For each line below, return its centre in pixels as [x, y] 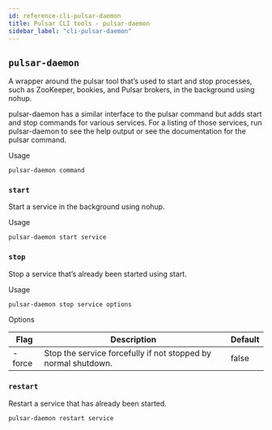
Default [245, 339]
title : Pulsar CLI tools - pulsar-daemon [79, 23]
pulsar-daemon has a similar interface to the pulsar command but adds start [135, 114]
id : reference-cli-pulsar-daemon [65, 16]
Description [134, 339]
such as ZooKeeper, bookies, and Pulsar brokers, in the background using [132, 90]
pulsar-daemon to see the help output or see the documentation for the [127, 131]
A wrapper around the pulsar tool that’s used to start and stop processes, [130, 81]
